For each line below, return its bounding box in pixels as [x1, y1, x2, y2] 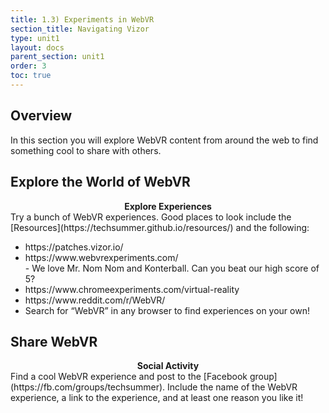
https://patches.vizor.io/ [24, 241, 124, 253]
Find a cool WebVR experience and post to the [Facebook [10, 371, 248, 383]
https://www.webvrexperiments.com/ [24, 251, 179, 263]
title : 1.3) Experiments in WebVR [10, 14, 155, 25]
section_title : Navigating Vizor [10, 24, 150, 34]
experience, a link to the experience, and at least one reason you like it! [10, 392, 304, 404]
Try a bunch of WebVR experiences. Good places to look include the [10, 211, 292, 223]
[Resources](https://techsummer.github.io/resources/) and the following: [10, 221, 310, 233]
